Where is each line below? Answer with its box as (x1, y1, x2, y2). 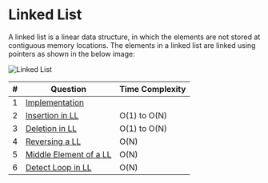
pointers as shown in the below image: (8, 49, 136, 58)
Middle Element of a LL (25, 149, 112, 160)
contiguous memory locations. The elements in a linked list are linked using (8, 40, 256, 50)
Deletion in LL (25, 122, 78, 133)
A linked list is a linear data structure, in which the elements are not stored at (8, 32, 261, 42)
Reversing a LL (25, 136, 82, 147)
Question (50, 83, 86, 94)
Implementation (25, 97, 84, 108)
